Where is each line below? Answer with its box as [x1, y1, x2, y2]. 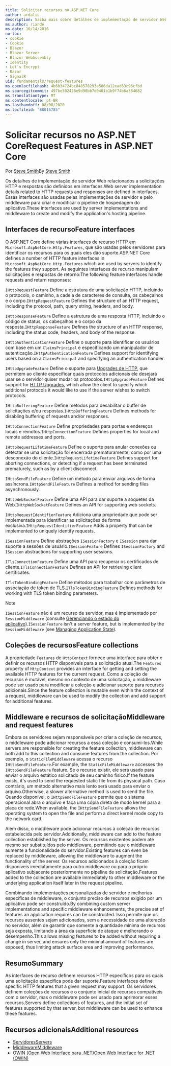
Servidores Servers [12, 1039, 52, 1045]
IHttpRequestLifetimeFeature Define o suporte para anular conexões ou [5, 444, 157, 450]
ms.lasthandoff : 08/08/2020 [5, 103, 65, 108]
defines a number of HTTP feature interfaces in [5, 255, 105, 261]
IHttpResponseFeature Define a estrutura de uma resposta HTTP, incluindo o [5, 313, 165, 319]
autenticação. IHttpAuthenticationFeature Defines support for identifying [5, 350, 159, 356]
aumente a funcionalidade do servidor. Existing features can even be [5, 847, 149, 853]
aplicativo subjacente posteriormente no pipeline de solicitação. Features [5, 869, 158, 875]
